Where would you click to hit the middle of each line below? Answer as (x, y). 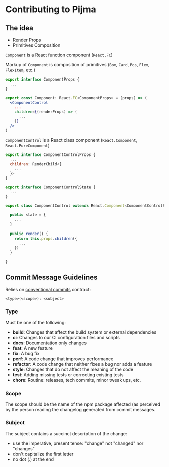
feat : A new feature (32, 348)
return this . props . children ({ (46, 238)
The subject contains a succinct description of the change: (66, 433)
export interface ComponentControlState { (50, 187)
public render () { (29, 233)
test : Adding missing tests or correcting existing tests (68, 375)
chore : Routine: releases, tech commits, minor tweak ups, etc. (77, 380)
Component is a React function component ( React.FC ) (59, 55)
